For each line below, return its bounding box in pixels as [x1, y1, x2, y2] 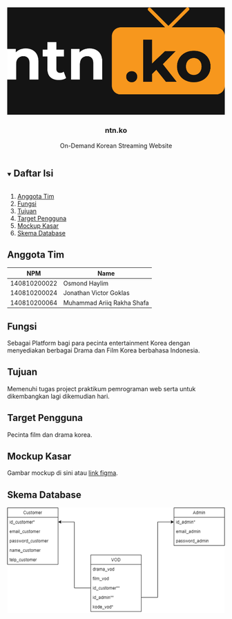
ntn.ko [104, 125, 128, 135]
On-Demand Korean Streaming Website [59, 141, 173, 150]
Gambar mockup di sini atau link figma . [7, 469, 119, 477]
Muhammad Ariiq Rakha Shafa [63, 298, 150, 307]
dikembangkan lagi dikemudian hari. [7, 392, 110, 400]
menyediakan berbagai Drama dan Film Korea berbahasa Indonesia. [7, 346, 200, 355]
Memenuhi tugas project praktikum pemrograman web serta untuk [7, 384, 196, 393]
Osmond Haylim [63, 279, 109, 287]
